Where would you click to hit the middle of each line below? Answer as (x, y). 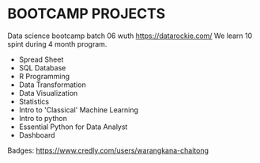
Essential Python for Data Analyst (73, 127)
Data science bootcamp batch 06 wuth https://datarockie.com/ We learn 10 (130, 36)
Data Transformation (52, 85)
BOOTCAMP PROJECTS (87, 14)
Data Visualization (48, 93)
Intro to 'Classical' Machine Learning (79, 110)
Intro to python (43, 118)
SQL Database (42, 67)
